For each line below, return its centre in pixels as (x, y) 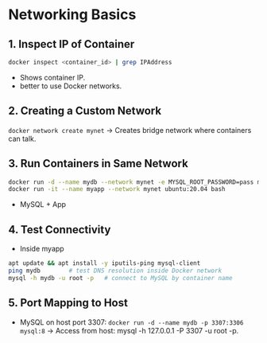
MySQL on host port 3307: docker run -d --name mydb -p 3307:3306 (132, 322)
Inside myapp (42, 249)
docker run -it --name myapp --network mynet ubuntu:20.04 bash (117, 189)
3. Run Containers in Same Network (98, 164)
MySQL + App (43, 205)
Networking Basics (72, 15)
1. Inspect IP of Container (72, 44)
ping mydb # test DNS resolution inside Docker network (115, 271)
